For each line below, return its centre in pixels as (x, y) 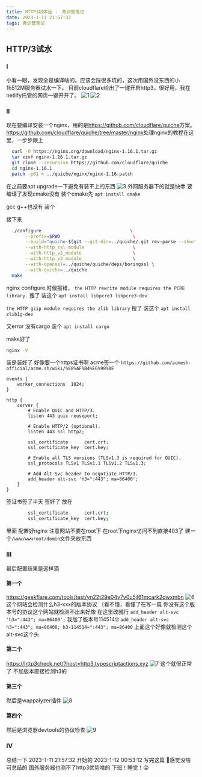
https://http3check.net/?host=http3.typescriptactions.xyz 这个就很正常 (99, 663)
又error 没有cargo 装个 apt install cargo (58, 326)
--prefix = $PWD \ (80, 236)
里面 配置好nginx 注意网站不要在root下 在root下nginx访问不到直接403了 (95, 531)
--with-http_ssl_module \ (80, 247)
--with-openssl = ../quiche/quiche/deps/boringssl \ (90, 264)
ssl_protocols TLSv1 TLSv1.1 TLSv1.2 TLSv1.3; (87, 463)
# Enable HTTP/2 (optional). (64, 427)
